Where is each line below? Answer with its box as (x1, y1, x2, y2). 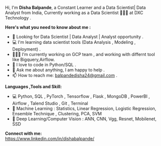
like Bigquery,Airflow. (12, 56, 55, 62)
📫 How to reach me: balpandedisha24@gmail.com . (12, 73, 118, 78)
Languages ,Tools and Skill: (5, 84, 62, 90)
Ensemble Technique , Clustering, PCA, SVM (12, 111, 102, 116)
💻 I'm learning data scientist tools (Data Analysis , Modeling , (12, 39, 136, 45)
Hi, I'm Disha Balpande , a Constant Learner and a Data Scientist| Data (5, 5, 146, 10)
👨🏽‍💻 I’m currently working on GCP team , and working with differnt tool (12, 52, 155, 57)
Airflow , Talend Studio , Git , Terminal (12, 100, 88, 106)
